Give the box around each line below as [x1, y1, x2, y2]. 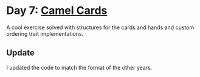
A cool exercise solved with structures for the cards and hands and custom [6, 24, 195, 31]
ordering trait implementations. [6, 30, 84, 37]
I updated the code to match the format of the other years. [6, 64, 153, 71]
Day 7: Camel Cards [6, 4, 108, 18]
